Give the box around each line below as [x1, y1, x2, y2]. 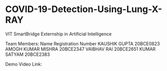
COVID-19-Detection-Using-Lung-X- [5, 4, 162, 15]
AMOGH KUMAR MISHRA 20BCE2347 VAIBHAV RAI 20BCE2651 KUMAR [5, 46, 156, 52]
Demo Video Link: [5, 61, 42, 67]
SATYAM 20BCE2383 [5, 51, 50, 57]
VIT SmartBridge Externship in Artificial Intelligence [5, 31, 112, 37]
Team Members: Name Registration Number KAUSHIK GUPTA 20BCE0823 [5, 40, 160, 46]
